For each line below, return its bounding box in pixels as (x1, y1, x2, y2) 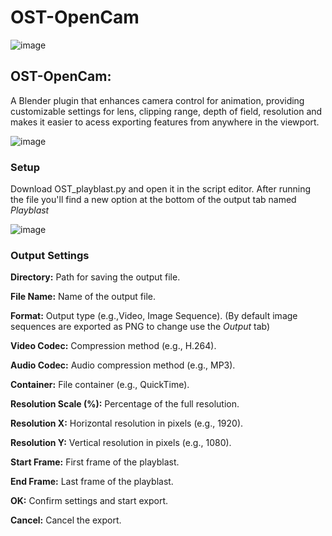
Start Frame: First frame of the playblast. (10, 456, 180, 468)
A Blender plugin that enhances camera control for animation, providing (10, 94, 305, 106)
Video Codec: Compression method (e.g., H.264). (10, 340, 217, 352)
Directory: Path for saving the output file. (10, 271, 181, 283)
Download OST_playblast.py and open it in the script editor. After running (10, 183, 312, 195)
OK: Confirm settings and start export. (10, 495, 169, 507)
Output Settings (10, 248, 90, 262)
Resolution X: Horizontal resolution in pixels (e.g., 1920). (10, 417, 244, 430)
